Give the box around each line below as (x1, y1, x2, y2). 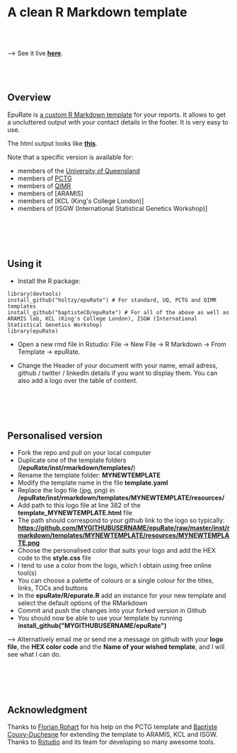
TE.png (17, 539, 40, 547)
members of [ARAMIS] (17, 189, 83, 197)
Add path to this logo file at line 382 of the (17, 501, 141, 510)
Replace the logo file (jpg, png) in (17, 486, 115, 495)
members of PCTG (17, 174, 72, 183)
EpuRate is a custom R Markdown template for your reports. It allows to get (7, 110, 226, 119)
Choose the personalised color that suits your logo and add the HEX (17, 546, 216, 555)
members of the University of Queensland (17, 166, 140, 175)
